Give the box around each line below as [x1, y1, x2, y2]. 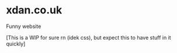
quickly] [6, 40, 26, 47]
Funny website [6, 23, 41, 30]
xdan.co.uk [6, 3, 63, 17]
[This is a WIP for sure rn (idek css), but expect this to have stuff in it [6, 34, 171, 41]
